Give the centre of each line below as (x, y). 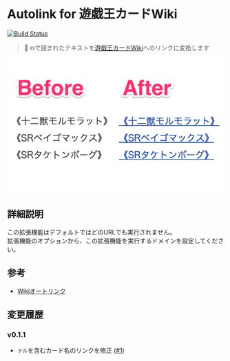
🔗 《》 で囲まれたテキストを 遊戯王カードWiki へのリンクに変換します (117, 47)
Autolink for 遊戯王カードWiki (92, 14)
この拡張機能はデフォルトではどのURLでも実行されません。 (91, 232)
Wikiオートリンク (42, 291)
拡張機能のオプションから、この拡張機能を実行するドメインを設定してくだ (113, 241)
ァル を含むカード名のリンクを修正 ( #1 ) (71, 351)
